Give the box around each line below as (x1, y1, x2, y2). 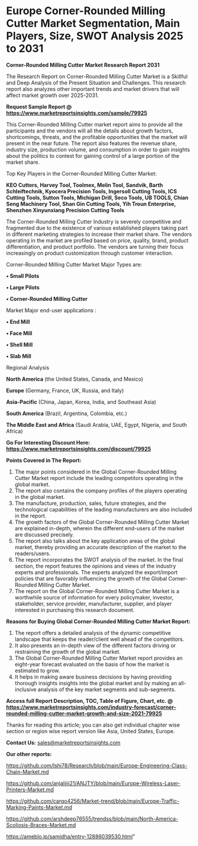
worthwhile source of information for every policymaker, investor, (14, 594, 174, 601)
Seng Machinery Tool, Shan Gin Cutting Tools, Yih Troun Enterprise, (6, 200, 176, 208)
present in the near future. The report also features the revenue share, (6, 140, 177, 147)
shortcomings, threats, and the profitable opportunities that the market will (6, 133, 187, 140)
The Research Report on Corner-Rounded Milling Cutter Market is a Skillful (6, 73, 188, 80)
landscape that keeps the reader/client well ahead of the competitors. (14, 636, 184, 643)
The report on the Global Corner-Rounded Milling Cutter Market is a (14, 587, 180, 595)
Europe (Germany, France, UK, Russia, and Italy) (6, 387, 124, 394)
